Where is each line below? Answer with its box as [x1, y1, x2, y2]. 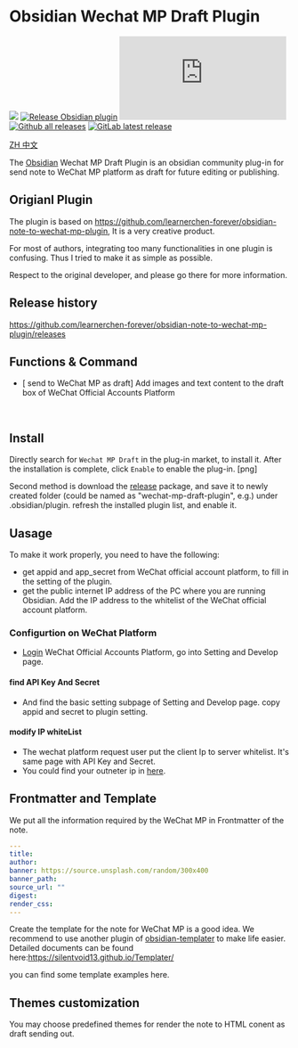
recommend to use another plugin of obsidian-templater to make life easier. [9, 933, 286, 944]
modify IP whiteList [9, 726, 83, 737]
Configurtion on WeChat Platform [9, 626, 157, 639]
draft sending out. [9, 1028, 75, 1039]
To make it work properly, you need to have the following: [9, 550, 220, 560]
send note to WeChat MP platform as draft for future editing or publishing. [9, 167, 280, 177]
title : [9, 849, 34, 859]
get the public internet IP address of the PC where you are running [21, 585, 266, 596]
